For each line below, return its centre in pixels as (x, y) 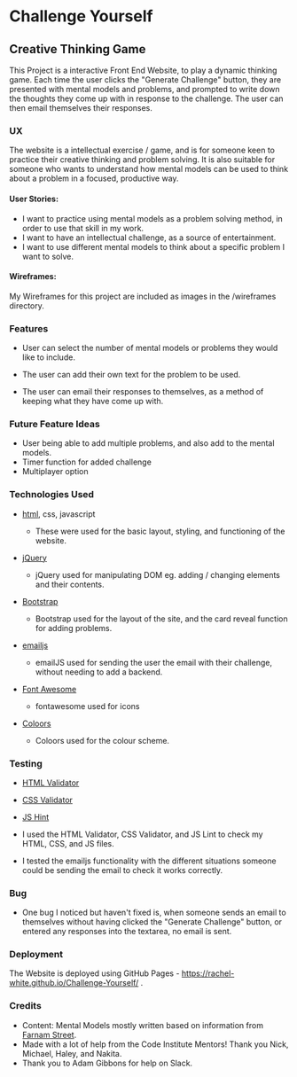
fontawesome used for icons (87, 706)
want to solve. (47, 256)
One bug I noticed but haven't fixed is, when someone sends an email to (154, 913)
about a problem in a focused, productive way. (94, 178)
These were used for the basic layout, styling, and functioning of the (160, 531)
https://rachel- (208, 973)
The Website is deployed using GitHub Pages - (94, 973)
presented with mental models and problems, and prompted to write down (145, 89)
